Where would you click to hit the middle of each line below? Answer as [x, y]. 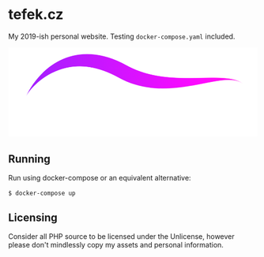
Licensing [33, 217]
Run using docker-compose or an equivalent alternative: [100, 178]
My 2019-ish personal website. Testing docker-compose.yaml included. [122, 36]
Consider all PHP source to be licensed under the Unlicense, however [121, 237]
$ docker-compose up [42, 194]
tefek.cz [36, 15]
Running [30, 159]
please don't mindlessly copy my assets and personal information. [116, 245]
